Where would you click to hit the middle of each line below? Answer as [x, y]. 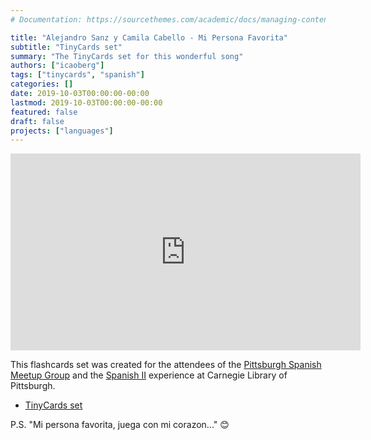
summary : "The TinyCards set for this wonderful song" [127, 56]
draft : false [37, 121]
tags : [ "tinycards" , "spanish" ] [77, 75]
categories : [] [42, 84]
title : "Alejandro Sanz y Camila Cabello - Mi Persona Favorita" [149, 37]
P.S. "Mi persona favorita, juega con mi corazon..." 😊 [120, 425]
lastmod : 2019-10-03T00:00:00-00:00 [86, 102]
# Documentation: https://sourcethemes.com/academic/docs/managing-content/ [174, 19]
